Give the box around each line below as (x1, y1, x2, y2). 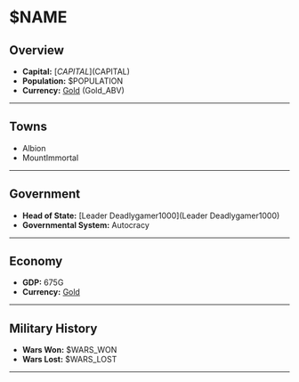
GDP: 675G (21, 277, 64, 288)
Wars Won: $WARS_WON (21, 345, 117, 355)
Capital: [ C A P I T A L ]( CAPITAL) (21, 66, 131, 77)
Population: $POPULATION (21, 76, 124, 86)
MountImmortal (21, 152, 79, 163)
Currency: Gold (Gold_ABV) (21, 85, 125, 95)
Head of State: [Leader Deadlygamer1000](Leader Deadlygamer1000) (21, 210, 280, 221)
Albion (21, 142, 46, 153)
